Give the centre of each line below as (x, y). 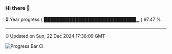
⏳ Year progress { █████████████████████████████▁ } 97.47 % (83, 19)
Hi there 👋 (18, 8)
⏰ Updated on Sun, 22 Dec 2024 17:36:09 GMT (55, 36)
